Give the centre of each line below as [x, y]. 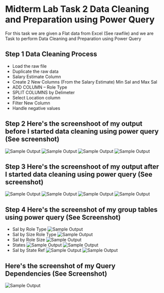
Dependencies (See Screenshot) [56, 273]
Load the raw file [29, 66]
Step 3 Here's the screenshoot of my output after [82, 167]
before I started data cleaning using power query [82, 131]
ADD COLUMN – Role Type [40, 87]
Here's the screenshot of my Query [60, 266]
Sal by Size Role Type [34, 235]
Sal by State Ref [29, 250]
